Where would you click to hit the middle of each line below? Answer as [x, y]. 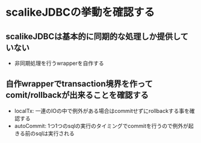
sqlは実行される [55, 133]
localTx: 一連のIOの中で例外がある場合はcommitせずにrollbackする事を [102, 111]
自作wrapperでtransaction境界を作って [79, 84]
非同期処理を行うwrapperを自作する [59, 63]
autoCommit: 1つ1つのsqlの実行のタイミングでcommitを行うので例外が [101, 126]
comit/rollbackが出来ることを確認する [77, 95]
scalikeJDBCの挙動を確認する [80, 12]
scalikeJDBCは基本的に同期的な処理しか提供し [93, 36]
